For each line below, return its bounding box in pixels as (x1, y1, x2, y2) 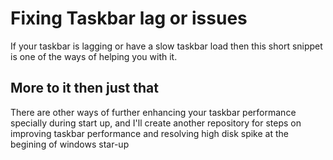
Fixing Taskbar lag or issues (10, 7, 248, 30)
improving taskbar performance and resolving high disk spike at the (10, 127, 289, 139)
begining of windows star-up (10, 138, 130, 150)
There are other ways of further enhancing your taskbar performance (10, 106, 297, 118)
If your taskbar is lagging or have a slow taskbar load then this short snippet (10, 40, 323, 52)
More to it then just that (10, 80, 159, 97)
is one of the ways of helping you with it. (10, 50, 178, 62)
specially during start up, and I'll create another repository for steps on (10, 117, 302, 129)
